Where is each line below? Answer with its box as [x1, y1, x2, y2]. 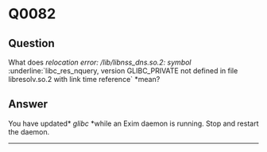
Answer [8, 97, 48, 111]
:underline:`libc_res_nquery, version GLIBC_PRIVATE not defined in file [8, 66, 238, 76]
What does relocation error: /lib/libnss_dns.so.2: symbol [8, 57, 192, 67]
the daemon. [8, 127, 50, 136]
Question [8, 37, 55, 50]
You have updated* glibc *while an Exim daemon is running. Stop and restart [8, 119, 259, 128]
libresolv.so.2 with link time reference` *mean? [8, 75, 161, 84]
